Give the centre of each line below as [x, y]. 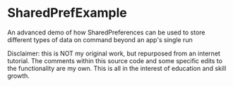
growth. [19, 76]
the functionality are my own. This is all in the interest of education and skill [117, 68]
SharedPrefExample [67, 13]
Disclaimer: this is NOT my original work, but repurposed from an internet [114, 53]
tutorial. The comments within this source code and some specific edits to [115, 60]
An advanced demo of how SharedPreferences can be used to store [106, 32]
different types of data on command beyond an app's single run [100, 39]
